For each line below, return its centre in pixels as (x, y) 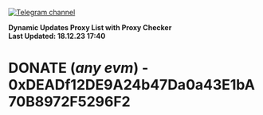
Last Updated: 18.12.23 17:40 (57, 36)
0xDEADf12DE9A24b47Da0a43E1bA (131, 85)
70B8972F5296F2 (69, 102)
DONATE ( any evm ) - (79, 68)
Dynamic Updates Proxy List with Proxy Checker (90, 27)
